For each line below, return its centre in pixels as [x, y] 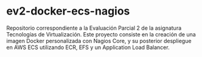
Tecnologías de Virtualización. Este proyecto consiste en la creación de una [101, 34]
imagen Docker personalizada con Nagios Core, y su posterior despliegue [99, 41]
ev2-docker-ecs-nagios [68, 11]
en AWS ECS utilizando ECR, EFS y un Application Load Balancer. [88, 47]
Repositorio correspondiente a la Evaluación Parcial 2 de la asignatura [94, 28]
